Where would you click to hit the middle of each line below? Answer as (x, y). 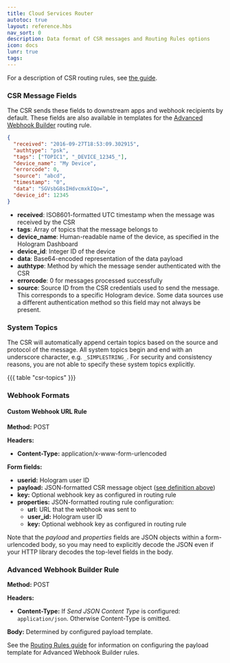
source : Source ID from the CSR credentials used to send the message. (118, 288)
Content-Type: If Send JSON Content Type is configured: (99, 611)
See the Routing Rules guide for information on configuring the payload (108, 645)
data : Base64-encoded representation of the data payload (100, 258)
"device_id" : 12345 (41, 195)
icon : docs (23, 45)
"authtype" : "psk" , (41, 150)
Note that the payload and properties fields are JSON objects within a (106, 537)
